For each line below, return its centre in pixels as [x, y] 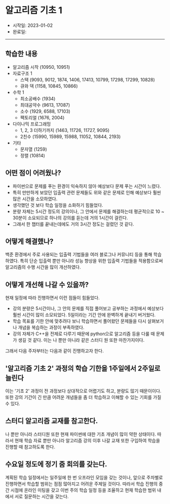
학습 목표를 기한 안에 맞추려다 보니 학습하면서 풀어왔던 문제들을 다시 [79, 321]
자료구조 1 [22, 73]
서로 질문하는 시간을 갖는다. [42, 496]
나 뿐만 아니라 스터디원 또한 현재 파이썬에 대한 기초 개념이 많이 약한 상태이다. [81, 434]
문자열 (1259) [33, 149]
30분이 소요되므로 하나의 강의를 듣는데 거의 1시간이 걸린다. [70, 217]
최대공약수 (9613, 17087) [45, 105]
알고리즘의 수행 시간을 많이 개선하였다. [43, 267]
